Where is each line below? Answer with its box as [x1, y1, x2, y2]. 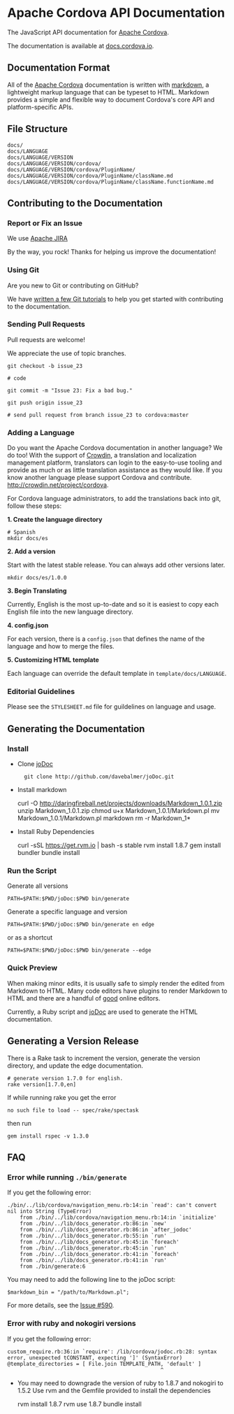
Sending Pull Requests [7, 320, 86, 330]
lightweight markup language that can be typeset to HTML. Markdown [7, 87, 210, 96]
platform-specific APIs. [7, 103, 74, 111]
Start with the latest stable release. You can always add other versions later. [7, 561, 226, 570]
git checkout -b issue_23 [7, 362, 82, 369]
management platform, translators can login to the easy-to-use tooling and [7, 458, 222, 467]
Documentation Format [7, 62, 110, 74]
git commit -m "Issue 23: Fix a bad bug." [7, 387, 133, 394]
